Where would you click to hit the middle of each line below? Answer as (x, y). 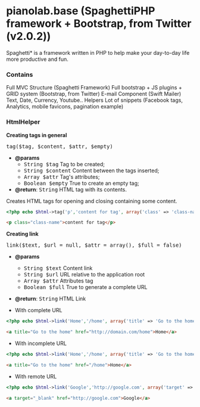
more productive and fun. (37, 59)
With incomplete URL (41, 343)
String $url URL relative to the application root (84, 275)
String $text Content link (58, 268)
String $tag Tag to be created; (64, 164)
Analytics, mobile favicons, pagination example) (65, 107)
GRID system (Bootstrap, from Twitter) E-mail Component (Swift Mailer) (94, 94)
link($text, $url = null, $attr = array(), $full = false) (94, 245)
